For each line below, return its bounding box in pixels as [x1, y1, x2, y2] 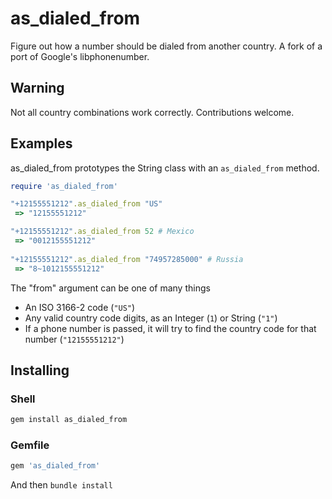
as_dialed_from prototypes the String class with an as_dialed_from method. [10, 162, 320, 174]
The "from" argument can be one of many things [10, 282, 211, 294]
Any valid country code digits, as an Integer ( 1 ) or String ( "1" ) [24, 312, 278, 324]
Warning [10, 80, 65, 97]
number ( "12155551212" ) [24, 333, 125, 345]
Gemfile [10, 438, 50, 452]
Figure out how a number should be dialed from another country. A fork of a [10, 40, 323, 52]
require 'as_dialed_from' [10, 181, 118, 191]
